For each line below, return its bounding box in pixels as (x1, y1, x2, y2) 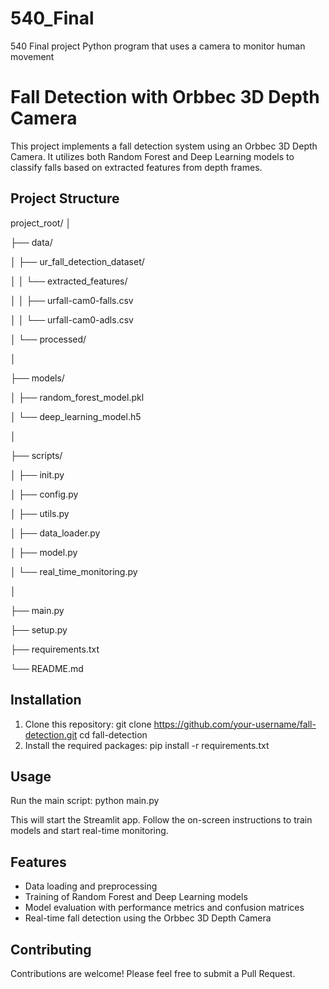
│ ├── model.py (10, 546, 78, 558)
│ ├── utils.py (10, 507, 70, 519)
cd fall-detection (79, 728, 148, 741)
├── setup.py (10, 623, 68, 636)
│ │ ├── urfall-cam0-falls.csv (10, 294, 134, 306)
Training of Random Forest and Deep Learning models (24, 891, 248, 903)
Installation (10, 692, 82, 709)
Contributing (10, 941, 92, 958)
